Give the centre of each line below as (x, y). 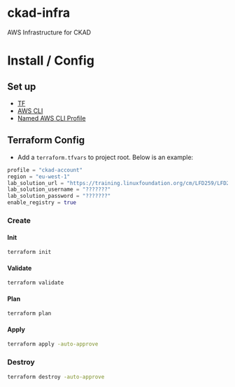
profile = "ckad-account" (45, 170)
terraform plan (29, 313)
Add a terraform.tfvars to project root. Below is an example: (105, 157)
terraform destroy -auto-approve (56, 376)
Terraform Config (46, 141)
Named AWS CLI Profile (51, 118)
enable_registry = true (42, 203)
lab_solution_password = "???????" (59, 196)
